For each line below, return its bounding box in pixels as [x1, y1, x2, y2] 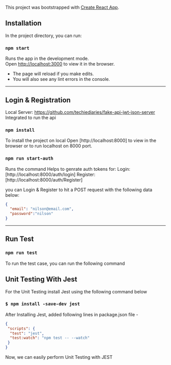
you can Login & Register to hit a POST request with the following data [5, 187, 153, 193]
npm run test [5, 250, 38, 256]
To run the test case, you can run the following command [5, 260, 125, 266]
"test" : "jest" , [10, 330, 44, 336]
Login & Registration [5, 96, 71, 104]
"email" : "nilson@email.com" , [10, 206, 74, 211]
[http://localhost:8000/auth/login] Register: [5, 171, 96, 177]
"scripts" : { [7, 326, 36, 331]
